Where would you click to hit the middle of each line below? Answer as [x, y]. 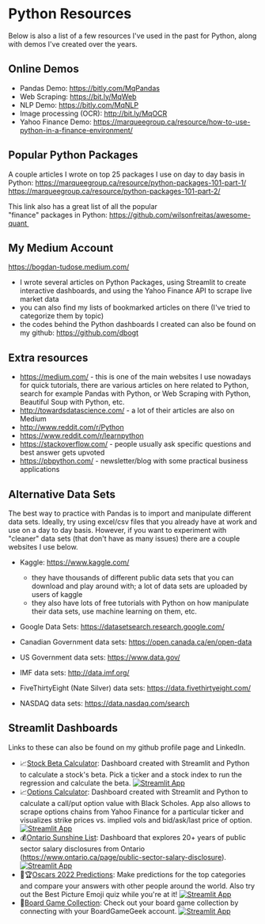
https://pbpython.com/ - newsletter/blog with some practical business [134, 461]
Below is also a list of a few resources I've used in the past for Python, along [132, 36]
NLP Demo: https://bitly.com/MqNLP [79, 105]
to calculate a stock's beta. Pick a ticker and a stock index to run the [131, 774]
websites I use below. [43, 547]
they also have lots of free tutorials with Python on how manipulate [140, 603]
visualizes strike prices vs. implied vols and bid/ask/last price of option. [136, 819]
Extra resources [48, 357]
